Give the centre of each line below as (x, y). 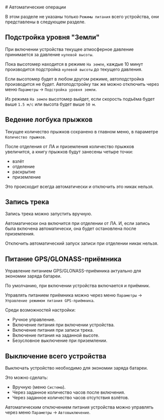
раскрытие (24, 172)
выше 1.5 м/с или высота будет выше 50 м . (50, 104)
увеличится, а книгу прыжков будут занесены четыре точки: (69, 152)
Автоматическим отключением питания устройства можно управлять (79, 407)
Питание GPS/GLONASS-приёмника (63, 259)
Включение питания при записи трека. (53, 330)
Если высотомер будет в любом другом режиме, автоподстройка (75, 79)
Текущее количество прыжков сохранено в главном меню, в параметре (82, 131)
